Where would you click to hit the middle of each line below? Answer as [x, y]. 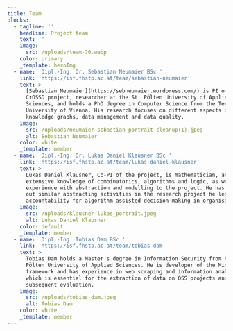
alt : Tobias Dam [49, 304]
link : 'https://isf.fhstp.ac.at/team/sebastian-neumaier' [105, 78]
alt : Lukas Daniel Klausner [66, 220]
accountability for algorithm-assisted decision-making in [112, 201]
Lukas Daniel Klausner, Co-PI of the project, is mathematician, [122, 175]
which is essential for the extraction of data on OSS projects [120, 278]
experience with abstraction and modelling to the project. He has [125, 188]
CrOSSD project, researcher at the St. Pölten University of [116, 98]
